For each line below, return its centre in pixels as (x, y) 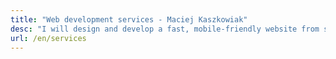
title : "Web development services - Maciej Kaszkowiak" (129, 19)
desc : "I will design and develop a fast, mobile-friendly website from (165, 29)
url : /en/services (48, 38)
